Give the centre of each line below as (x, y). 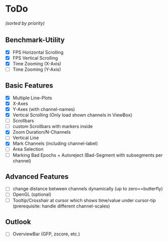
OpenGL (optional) (32, 194)
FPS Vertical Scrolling (35, 58)
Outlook (18, 221)
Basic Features (29, 86)
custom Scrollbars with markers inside (53, 127)
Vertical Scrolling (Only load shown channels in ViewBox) (72, 115)
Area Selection (28, 149)
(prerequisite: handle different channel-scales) (61, 206)
